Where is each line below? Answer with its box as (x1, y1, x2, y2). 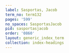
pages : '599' (5, 17, 33, 22)
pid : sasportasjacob (5, 26, 49, 31)
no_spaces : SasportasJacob (5, 21, 62, 27)
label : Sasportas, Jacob (5, 7, 57, 13)
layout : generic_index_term (5, 36, 64, 41)
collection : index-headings (5, 40, 64, 45)
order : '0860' (5, 31, 35, 36)
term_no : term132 (5, 12, 42, 17)
